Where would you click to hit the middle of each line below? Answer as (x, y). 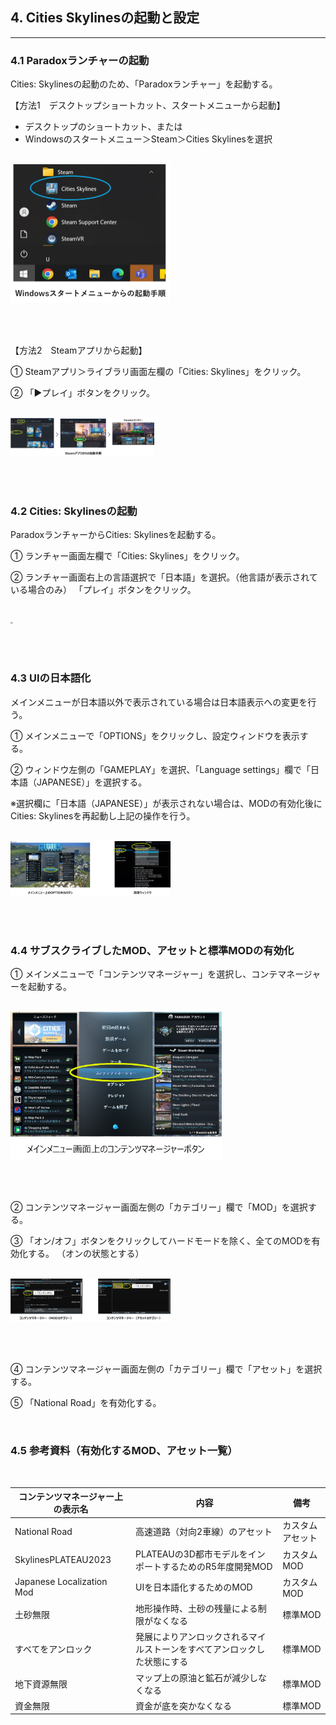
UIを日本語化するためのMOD (194, 1587)
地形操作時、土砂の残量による (196, 1609)
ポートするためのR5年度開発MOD (204, 1566)
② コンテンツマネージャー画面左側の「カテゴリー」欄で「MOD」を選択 (159, 1207)
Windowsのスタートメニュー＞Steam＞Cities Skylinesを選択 (148, 139)
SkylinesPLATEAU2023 (63, 1560)
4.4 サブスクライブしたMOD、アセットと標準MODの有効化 (152, 950)
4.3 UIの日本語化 (51, 678)
